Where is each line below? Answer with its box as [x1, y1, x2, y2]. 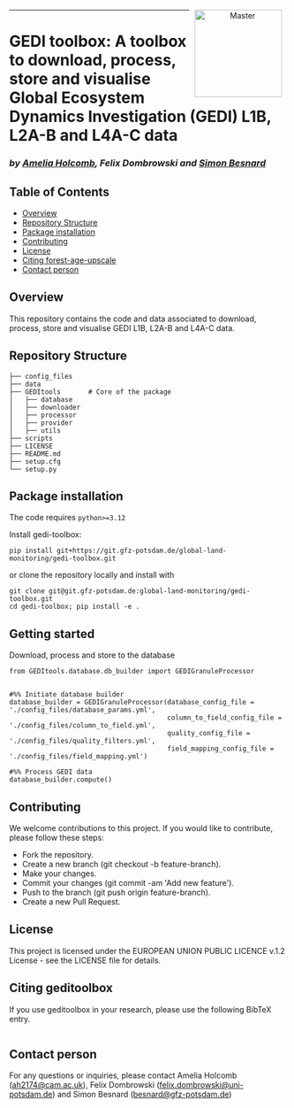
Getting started [9, 626, 95, 642]
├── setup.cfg [9, 457, 62, 466]
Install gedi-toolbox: [9, 529, 82, 540]
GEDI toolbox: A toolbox [9, 32, 187, 51]
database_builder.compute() [9, 775, 113, 784]
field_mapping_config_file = [167, 744, 275, 753]
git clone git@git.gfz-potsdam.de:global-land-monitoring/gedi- [9, 587, 251, 596]
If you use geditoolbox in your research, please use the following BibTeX [9, 1004, 272, 1014]
